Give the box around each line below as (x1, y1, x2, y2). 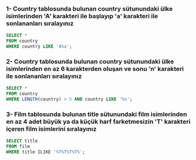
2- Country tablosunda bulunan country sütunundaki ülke (6, 57, 174, 66)
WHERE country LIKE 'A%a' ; (6, 43, 72, 50)
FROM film (6, 144, 31, 149)
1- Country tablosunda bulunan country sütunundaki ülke (6, 5, 173, 13)
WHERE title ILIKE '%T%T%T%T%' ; (6, 149, 85, 155)
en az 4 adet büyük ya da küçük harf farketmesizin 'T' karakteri (6, 117, 191, 125)
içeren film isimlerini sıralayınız (6, 125, 97, 133)
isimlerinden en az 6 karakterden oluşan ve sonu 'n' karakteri (6, 64, 184, 73)
